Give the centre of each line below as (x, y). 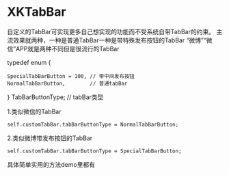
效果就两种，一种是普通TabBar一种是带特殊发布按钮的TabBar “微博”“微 (112, 40)
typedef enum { (29, 62)
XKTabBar (37, 12)
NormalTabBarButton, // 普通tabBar (67, 83)
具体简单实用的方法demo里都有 (51, 164)
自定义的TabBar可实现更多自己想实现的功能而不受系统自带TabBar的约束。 (111, 31)
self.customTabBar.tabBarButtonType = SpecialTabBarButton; (95, 151)
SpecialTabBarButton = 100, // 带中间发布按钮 (71, 76)
